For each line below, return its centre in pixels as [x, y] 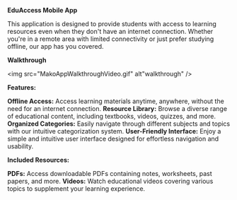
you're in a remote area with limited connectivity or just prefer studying [111, 39]
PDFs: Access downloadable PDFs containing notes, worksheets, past [110, 173]
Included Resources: [38, 160]
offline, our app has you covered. [56, 46]
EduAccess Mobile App [42, 10]
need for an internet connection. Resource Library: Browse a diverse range [117, 108]
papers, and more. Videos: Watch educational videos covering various [110, 181]
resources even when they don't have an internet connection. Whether [110, 31]
